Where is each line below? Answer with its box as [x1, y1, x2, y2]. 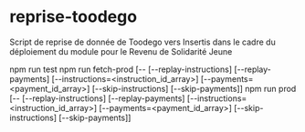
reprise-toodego [9, 6, 138, 27]
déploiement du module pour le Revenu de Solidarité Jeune [9, 46, 233, 56]
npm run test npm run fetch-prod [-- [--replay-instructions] [9, 64, 233, 75]
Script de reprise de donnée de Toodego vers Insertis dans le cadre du [9, 36, 276, 47]
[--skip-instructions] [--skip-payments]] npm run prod [91, 83, 297, 94]
